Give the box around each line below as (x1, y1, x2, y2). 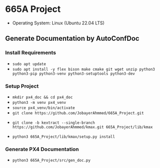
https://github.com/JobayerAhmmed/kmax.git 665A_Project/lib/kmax (12, 124, 153, 130)
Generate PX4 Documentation (5, 146, 80, 153)
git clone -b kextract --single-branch (12, 120, 95, 125)
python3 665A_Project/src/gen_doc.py (12, 158, 91, 163)
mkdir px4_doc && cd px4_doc (12, 94, 73, 100)
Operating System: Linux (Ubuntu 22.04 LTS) (12, 20, 105, 26)
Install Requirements (5, 49, 56, 56)
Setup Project (5, 83, 39, 89)
